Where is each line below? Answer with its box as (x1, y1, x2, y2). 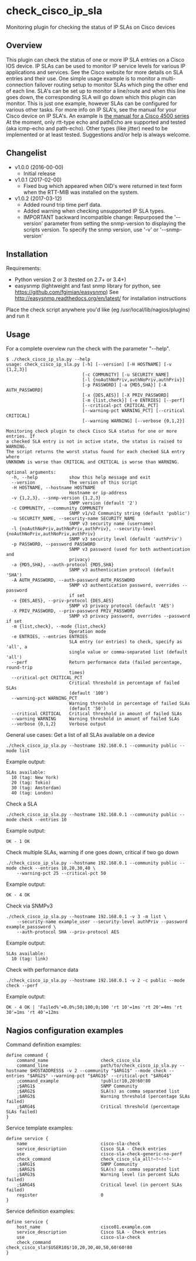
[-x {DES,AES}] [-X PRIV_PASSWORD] (82, 392, 169, 399)
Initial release (23, 170, 56, 177)
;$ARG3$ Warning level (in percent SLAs (16, 1172, 180, 1178)
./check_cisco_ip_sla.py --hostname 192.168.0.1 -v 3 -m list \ (6, 914, 167, 920)
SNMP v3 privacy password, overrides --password (69, 613, 191, 619)
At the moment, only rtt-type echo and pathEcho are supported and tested (6, 119, 186, 126)
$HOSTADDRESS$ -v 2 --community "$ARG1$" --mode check (29, 1068, 167, 1074)
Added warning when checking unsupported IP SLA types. (23, 207, 165, 214)
